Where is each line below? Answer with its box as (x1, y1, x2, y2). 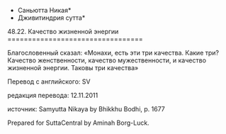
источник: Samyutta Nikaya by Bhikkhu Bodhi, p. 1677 (7, 105, 165, 113)
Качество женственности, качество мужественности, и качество (7, 56, 207, 65)
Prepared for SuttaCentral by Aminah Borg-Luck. (7, 118, 150, 127)
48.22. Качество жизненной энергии (7, 28, 119, 35)
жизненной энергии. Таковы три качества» (7, 64, 139, 72)
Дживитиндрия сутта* (17, 13, 86, 22)
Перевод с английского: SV (7, 77, 91, 86)
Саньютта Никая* (17, 6, 72, 14)
